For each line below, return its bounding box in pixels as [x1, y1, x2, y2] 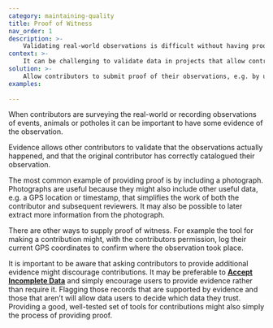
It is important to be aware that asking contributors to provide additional [8, 259, 249, 269]
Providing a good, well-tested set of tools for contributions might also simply [8, 302, 265, 312]
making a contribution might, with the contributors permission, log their [8, 235, 246, 244]
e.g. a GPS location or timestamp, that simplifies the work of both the [8, 192, 240, 203]
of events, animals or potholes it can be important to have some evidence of [8, 119, 263, 128]
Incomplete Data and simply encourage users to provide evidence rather [8, 276, 253, 286]
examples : [8, 80, 42, 88]
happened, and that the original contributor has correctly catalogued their [8, 151, 255, 161]
